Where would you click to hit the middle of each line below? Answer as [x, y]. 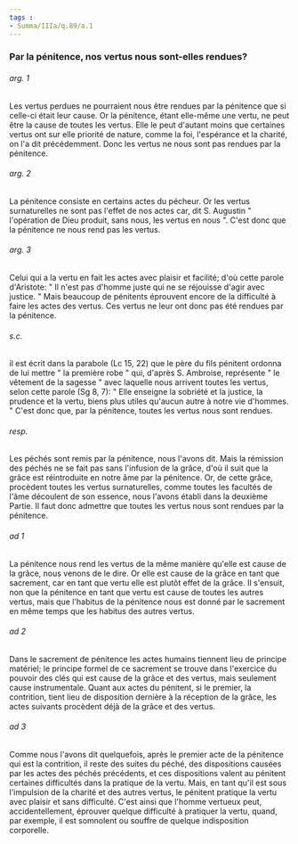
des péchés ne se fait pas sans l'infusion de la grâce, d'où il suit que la [139, 468]
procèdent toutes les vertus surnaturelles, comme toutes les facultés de [141, 488]
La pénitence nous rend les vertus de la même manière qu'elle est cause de [148, 563]
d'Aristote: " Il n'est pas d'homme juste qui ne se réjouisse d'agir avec [137, 287]
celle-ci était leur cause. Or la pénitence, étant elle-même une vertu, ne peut [149, 115]
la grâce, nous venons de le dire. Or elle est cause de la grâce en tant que [145, 573]
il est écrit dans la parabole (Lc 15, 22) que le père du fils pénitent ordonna [145, 364]
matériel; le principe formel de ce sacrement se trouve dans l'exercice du [143, 668]
